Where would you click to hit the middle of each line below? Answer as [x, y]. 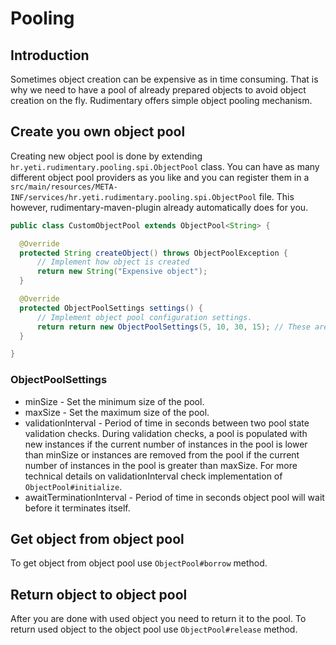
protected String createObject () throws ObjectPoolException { [153, 253]
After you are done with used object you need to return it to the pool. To [158, 619]
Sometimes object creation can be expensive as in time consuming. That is [164, 79]
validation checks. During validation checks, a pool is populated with [166, 433]
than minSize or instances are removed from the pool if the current [162, 454]
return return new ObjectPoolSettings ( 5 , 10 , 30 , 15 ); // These [173, 327]
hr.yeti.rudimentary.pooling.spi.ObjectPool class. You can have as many [165, 166]
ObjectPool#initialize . [73, 486]
